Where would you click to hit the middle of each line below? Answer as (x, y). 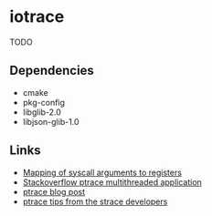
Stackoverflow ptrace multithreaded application (112, 182)
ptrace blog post (53, 191)
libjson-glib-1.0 (51, 121)
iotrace (37, 17)
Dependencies (52, 71)
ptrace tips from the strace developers (95, 201)
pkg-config (44, 102)
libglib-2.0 (42, 112)
